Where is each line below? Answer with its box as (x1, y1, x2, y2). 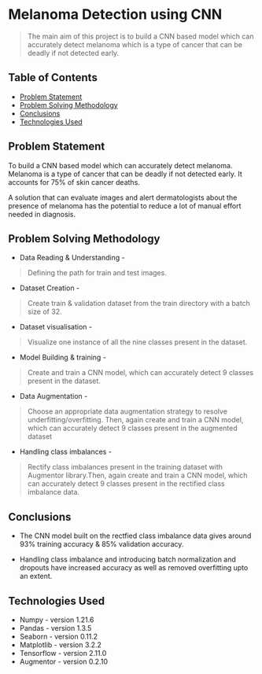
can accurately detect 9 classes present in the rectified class (27, 479, 226, 488)
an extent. (19, 572, 53, 581)
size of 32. (27, 307, 62, 316)
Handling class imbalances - (19, 447, 113, 457)
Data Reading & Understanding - (19, 253, 125, 263)
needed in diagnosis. (8, 209, 76, 219)
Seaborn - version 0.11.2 (19, 632, 98, 641)
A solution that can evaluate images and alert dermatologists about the (8, 193, 238, 202)
